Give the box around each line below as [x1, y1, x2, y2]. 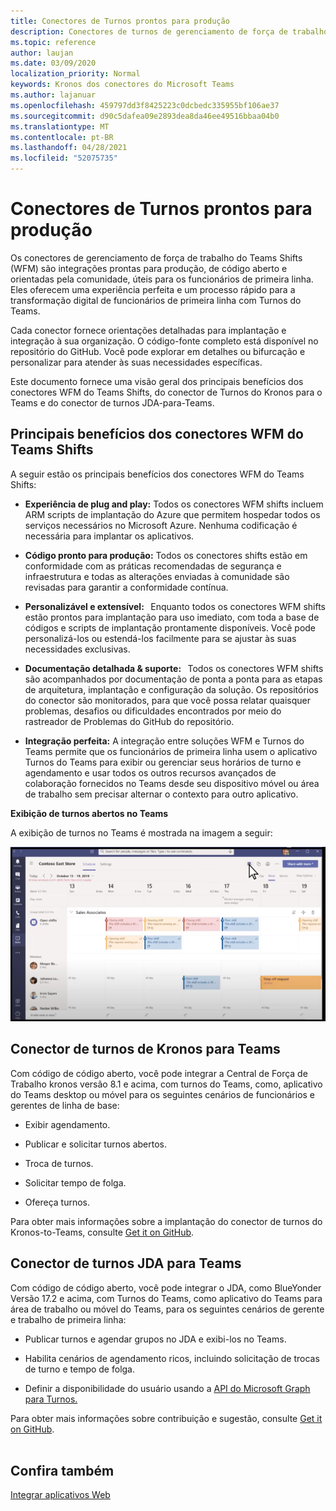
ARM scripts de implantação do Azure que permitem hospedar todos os [24, 508, 321, 520]
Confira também [10, 1462, 115, 1479]
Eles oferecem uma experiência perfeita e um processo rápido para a [10, 283, 296, 295]
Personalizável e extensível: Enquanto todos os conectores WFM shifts [24, 600, 326, 612]
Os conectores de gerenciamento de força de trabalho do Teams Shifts [10, 251, 303, 264]
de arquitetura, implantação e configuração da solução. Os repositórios [24, 683, 320, 695]
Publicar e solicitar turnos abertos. [24, 1138, 168, 1150]
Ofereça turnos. [24, 1196, 91, 1208]
